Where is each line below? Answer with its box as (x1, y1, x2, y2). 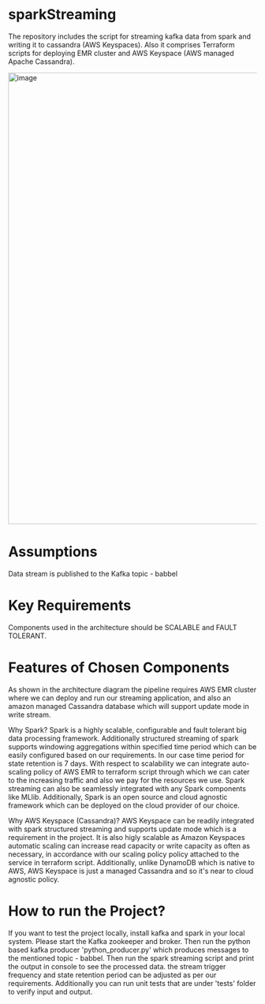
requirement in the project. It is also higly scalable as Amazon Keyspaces (8, 832, 246, 842)
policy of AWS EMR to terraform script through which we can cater (32, 767, 250, 776)
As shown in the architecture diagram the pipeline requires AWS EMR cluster (8, 685, 257, 694)
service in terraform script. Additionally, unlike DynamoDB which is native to (8, 857, 255, 867)
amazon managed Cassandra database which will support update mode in (8, 701, 250, 711)
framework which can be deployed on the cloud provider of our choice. (8, 801, 241, 810)
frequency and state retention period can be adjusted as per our (8, 970, 217, 980)
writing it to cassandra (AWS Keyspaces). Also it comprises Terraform (8, 39, 235, 49)
